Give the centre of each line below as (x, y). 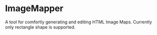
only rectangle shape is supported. (40, 27)
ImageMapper (34, 9)
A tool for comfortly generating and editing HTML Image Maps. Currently (78, 22)
